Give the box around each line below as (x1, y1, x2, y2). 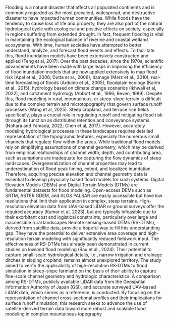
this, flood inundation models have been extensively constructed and (5, 53, 149, 59)
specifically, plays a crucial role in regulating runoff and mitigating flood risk (5, 112, 163, 118)
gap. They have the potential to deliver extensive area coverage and (5, 230, 147, 236)
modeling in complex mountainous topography (5, 311, 102, 317)
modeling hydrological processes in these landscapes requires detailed (5, 128, 153, 134)
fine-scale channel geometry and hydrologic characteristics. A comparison (5, 273, 161, 279)
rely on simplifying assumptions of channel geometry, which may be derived (5, 144, 164, 150)
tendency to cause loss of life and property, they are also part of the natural (5, 20, 162, 26)
